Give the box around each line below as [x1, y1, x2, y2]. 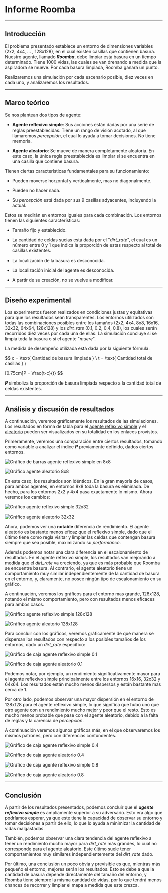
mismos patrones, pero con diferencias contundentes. [5, 733, 116, 739]
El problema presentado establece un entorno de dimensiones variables [5, 43, 153, 49]
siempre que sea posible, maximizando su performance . [5, 540, 121, 546]
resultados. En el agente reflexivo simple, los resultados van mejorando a [5, 555, 156, 561]
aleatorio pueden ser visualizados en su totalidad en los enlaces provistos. [5, 429, 158, 435]
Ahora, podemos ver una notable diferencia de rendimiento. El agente [5, 524, 149, 530]
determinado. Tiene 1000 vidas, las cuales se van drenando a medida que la [5, 59, 162, 65]
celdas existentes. [5, 386, 42, 392]
